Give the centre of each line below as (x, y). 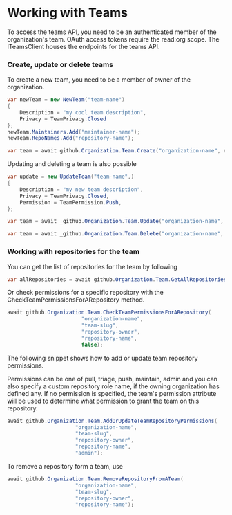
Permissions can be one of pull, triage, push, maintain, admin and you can (112, 379)
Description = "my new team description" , (81, 189)
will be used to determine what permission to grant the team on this (103, 401)
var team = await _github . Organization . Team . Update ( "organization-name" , (116, 222)
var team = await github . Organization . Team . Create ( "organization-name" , (114, 151)
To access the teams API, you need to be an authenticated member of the (112, 32)
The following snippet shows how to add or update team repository (103, 358)
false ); (92, 345)
